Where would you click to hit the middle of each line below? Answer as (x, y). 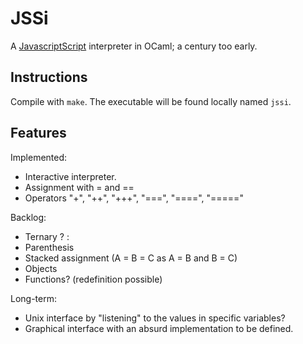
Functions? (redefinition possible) (93, 279)
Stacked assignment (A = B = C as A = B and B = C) (131, 258)
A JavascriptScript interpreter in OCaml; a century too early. (134, 46)
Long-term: (33, 298)
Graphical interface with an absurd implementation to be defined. (159, 328)
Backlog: (28, 217)
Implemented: (39, 157)
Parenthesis (49, 247)
